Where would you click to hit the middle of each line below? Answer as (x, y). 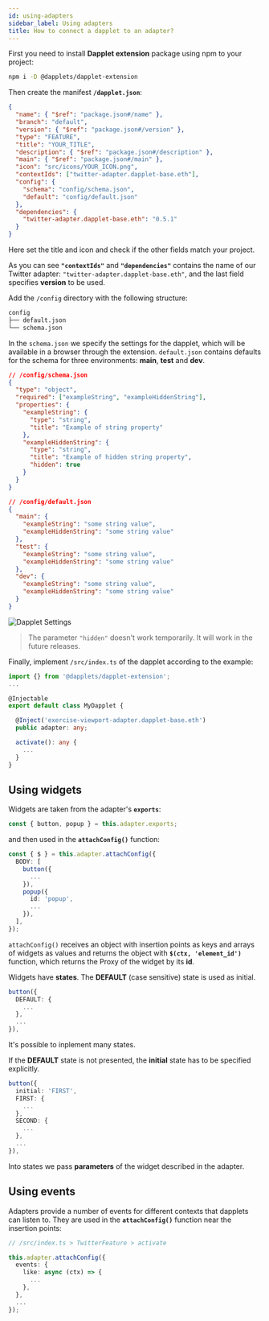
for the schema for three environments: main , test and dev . (107, 360)
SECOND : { (32, 1121)
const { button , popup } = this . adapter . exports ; (93, 824)
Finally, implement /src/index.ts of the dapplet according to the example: (131, 662)
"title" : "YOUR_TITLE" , (55, 144)
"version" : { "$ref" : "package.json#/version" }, (100, 130)
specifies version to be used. (57, 282)
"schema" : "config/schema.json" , (79, 189)
